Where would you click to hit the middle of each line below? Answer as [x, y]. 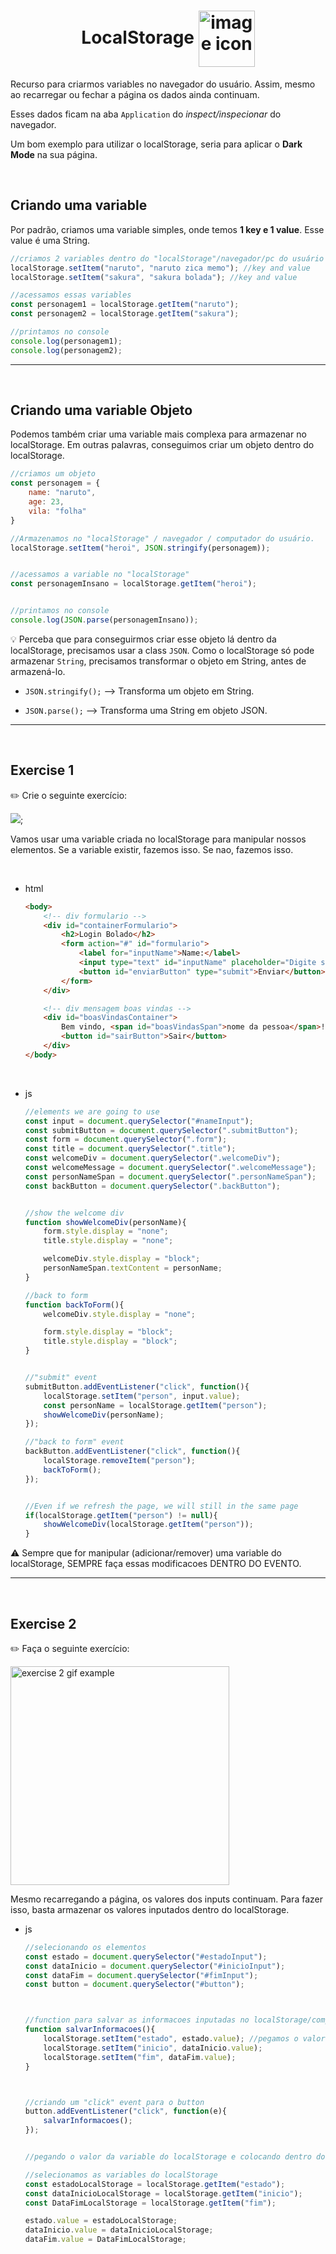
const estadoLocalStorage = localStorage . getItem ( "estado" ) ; [155, 2184]
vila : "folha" [57, 511]
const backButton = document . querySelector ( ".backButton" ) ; [152, 1186]
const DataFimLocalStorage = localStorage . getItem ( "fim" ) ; [150, 2203]
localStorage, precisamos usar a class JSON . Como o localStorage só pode [162, 650]
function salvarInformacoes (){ [90, 2030]
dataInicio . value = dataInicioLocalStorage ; [119, 2230]
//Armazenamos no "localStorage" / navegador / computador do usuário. [162, 538]
